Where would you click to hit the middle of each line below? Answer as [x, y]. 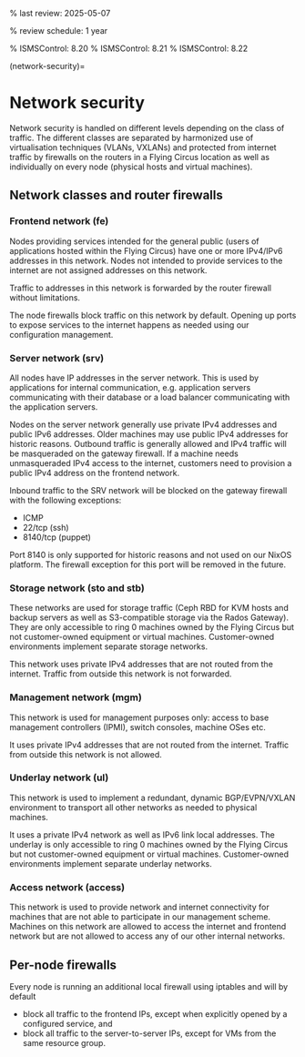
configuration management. [61, 334]
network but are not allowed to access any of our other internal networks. [147, 936]
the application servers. [54, 407]
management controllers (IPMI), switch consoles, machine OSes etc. [137, 727]
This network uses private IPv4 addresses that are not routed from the [141, 665]
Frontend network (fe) [59, 221]
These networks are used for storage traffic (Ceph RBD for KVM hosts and [149, 608]
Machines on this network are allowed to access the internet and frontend [148, 927]
